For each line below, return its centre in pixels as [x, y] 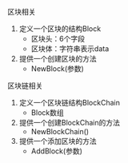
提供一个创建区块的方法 [58, 59]
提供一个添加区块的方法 [58, 141]
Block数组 [48, 113]
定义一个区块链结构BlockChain [70, 103]
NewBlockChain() [60, 131]
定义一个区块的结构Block [60, 29]
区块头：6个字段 [58, 39]
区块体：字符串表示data [70, 49]
